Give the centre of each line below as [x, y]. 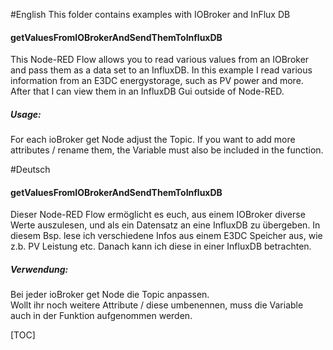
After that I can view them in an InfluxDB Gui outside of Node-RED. [147, 91]
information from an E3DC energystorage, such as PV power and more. [157, 81]
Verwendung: [39, 269]
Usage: [26, 114]
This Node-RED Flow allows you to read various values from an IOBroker [160, 60]
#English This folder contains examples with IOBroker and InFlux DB [150, 14]
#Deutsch [30, 170]
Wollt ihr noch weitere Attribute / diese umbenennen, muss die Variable [157, 305]
